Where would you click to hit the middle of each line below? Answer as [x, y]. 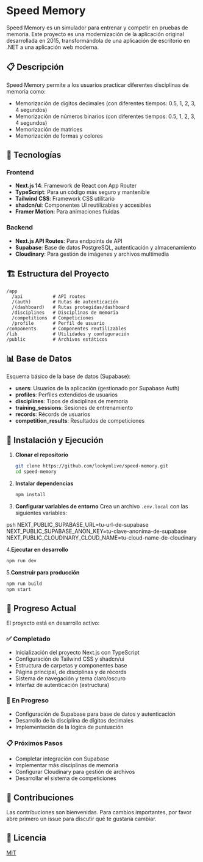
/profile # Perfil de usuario [58, 323]
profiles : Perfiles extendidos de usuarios [66, 395]
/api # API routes [49, 296]
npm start [19, 589]
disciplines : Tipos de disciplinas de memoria [71, 401]
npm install [30, 494]
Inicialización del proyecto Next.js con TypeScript [77, 652]
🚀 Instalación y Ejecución [55, 440]
